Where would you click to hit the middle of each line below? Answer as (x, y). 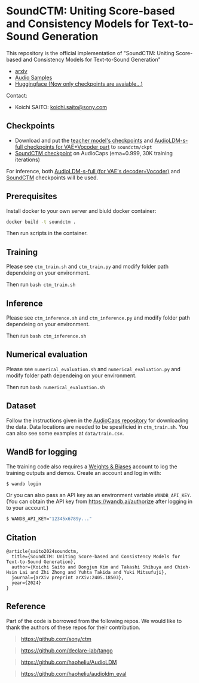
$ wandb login (24, 484)
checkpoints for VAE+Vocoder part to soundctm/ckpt (88, 147)
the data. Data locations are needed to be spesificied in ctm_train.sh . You (97, 426)
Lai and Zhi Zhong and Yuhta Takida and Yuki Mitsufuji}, (93, 573)
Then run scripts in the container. (47, 233)
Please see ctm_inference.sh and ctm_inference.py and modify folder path (98, 318)
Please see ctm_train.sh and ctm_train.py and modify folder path (88, 267)
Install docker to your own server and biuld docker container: (81, 210)
